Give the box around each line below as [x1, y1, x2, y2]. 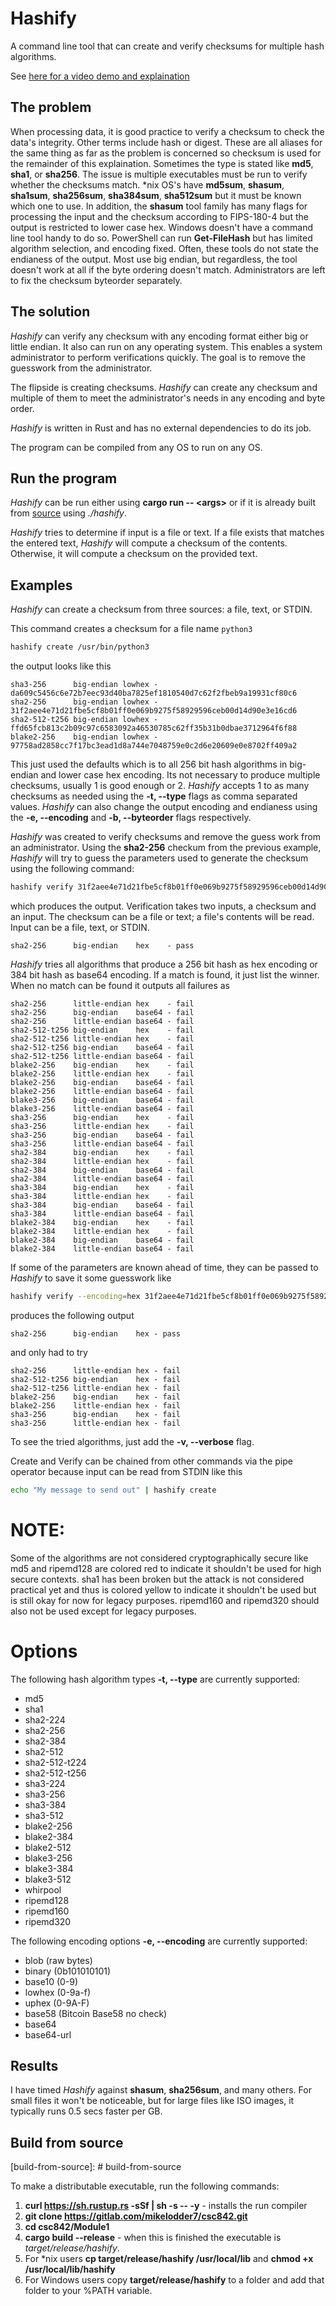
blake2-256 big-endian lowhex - [10, 732, 159, 742]
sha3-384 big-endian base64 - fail [10, 1200, 195, 1210]
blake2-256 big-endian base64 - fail [10, 1077, 195, 1087]
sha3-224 [24, 1777, 66, 1789]
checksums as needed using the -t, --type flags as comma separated [10, 790, 298, 802]
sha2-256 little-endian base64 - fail [10, 1016, 195, 1026]
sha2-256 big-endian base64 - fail [10, 1007, 195, 1017]
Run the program [10, 470, 118, 487]
